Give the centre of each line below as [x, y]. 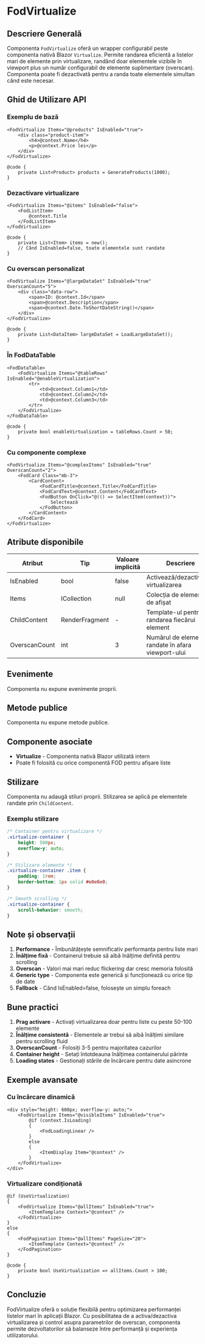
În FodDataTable [31, 355]
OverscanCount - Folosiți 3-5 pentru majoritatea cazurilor [89, 1048]
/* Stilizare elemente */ [40, 865]
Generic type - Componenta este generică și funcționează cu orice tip [104, 975]
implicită [127, 567]
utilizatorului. [23, 1335]
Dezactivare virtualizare [43, 193]
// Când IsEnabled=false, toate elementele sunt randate [92, 248]
